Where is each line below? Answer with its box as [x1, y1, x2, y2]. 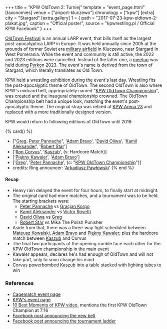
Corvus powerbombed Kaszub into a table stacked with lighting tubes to [12, 262, 161, 268]
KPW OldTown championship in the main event [12, 246, 109, 252]
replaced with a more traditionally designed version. [5, 109, 112, 115]
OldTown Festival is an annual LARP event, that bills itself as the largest [5, 35, 151, 41]
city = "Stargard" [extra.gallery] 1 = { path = [5, 15, 95, 21]
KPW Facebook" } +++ [5, 26, 52, 32]
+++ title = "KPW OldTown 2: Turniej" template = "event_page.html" [5, 5, 145, 10]
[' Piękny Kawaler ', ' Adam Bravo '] [12, 154, 80, 160]
